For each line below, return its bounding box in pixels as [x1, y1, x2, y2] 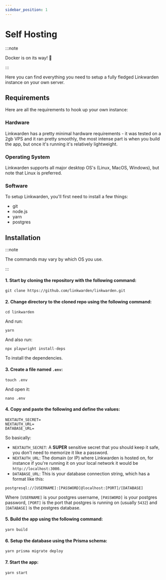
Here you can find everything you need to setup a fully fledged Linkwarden [5, 74, 159, 80]
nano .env [5, 396, 26, 401]
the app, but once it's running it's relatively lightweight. [5, 141, 118, 147]
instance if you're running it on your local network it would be [12, 460, 138, 466]
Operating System [5, 153, 50, 160]
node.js [12, 209, 28, 215]
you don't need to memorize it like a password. [12, 449, 108, 455]
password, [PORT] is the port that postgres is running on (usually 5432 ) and [5, 500, 158, 506]
